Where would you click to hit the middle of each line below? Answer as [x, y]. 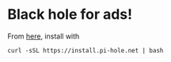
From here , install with [44, 36]
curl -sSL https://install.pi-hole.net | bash [85, 50]
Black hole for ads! [70, 15]
